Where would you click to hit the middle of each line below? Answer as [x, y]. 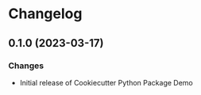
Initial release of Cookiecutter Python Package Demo [106, 82]
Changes [26, 66]
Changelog [45, 14]
